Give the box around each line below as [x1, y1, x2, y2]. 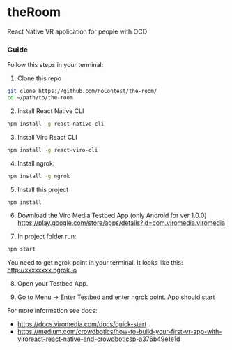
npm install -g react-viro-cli [7, 146, 98, 154]
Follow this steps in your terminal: [7, 61, 104, 69]
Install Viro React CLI [17, 133, 78, 141]
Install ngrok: [17, 159, 55, 168]
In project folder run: [17, 232, 77, 241]
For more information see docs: [7, 307, 98, 315]
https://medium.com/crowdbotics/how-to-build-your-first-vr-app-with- [17, 328, 222, 336]
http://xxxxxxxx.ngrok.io [7, 266, 77, 275]
